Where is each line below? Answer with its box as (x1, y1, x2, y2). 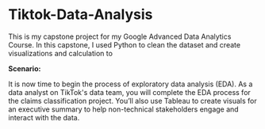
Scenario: (8, 63, 41, 73)
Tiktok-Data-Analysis (8, 6, 153, 24)
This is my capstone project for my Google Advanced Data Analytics (8, 32, 232, 41)
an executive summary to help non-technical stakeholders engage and (8, 104, 240, 114)
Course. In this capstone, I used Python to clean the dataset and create (8, 40, 240, 49)
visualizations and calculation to (8, 48, 113, 58)
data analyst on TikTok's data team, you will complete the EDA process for (8, 87, 252, 97)
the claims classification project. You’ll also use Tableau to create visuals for (8, 96, 257, 105)
